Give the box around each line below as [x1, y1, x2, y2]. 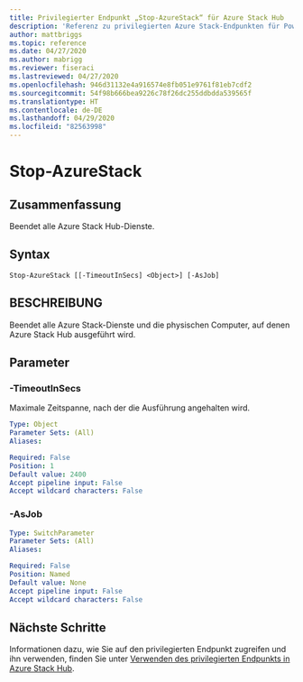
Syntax [9, 247, 50, 263]
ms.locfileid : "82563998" [9, 123, 106, 132]
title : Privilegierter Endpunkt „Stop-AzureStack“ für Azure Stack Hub [9, 13, 284, 23]
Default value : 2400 [9, 470, 87, 479]
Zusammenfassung [9, 197, 122, 212]
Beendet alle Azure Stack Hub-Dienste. [9, 221, 155, 231]
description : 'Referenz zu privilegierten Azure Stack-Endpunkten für [9, 22, 280, 31]
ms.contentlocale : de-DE [9, 106, 103, 115]
